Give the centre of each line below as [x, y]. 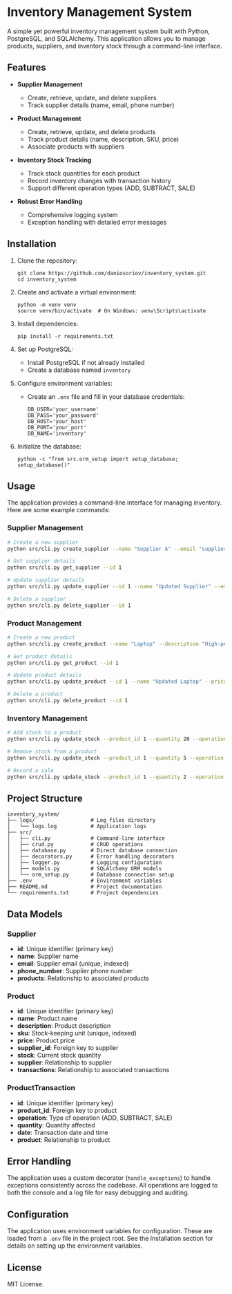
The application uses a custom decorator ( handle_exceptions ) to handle [109, 1178]
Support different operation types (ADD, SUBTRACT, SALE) [111, 188]
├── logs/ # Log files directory [81, 821]
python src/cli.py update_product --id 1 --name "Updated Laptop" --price [117, 682]
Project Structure [45, 798]
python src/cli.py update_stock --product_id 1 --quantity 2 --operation [116, 777]
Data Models [35, 914]
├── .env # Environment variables [85, 881]
